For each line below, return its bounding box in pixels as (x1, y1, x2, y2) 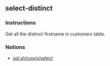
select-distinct (5, 4, 53, 13)
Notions (5, 43, 25, 50)
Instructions (5, 19, 36, 26)
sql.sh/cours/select (12, 55, 53, 61)
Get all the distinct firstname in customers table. (5, 30, 105, 37)
